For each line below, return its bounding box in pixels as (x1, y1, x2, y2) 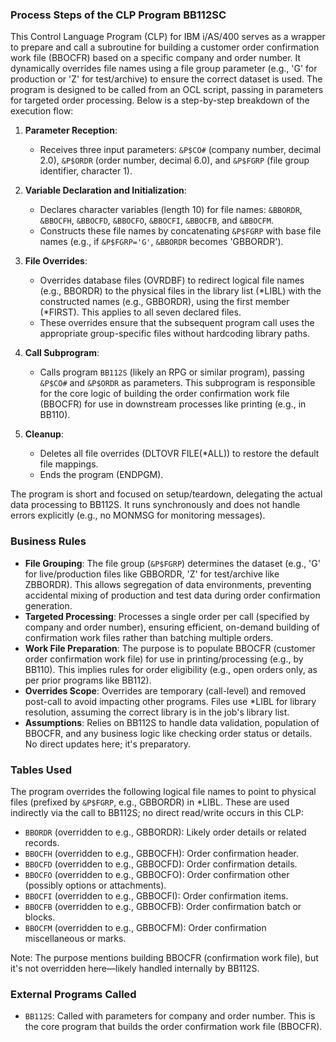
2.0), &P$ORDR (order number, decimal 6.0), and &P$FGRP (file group (39, 154, 310, 167)
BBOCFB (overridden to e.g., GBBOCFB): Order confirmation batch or (24, 900, 302, 912)
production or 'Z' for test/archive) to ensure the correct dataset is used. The (10, 73, 323, 85)
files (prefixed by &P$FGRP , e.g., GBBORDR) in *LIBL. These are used (10, 796, 290, 808)
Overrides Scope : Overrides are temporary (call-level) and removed (24, 684, 307, 697)
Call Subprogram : (24, 347, 100, 359)
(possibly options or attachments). (24, 879, 167, 891)
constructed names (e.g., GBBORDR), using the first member (39, 296, 290, 308)
